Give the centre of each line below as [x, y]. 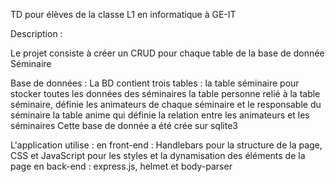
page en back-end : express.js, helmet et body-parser [121, 166]
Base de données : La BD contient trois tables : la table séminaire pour [155, 83]
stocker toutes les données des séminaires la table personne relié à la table [165, 93]
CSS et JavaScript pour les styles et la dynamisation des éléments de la [158, 155]
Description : [36, 33]
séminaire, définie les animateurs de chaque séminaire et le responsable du [166, 104]
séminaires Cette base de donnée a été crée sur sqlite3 [124, 125]
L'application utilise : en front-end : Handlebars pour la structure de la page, [166, 145]
